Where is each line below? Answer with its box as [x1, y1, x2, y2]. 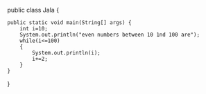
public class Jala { [7, 6, 60, 14]
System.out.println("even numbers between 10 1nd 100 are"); [19, 31, 200, 38]
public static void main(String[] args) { [7, 19, 132, 26]
